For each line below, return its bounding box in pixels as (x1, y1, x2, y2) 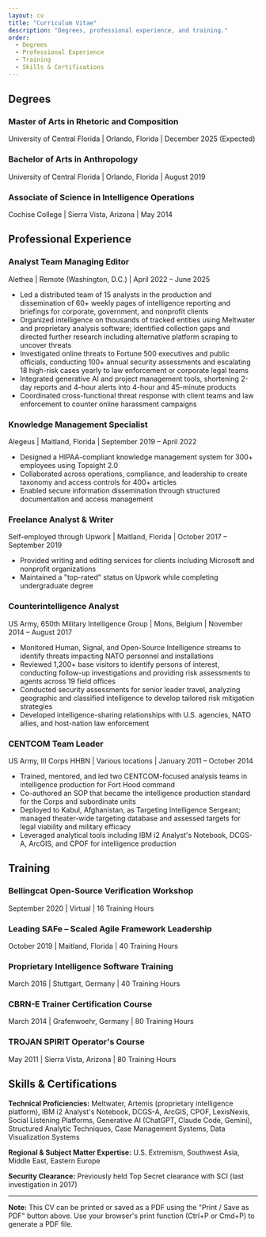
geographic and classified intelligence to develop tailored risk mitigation (19, 693, 255, 702)
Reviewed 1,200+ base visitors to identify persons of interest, (19, 659, 220, 669)
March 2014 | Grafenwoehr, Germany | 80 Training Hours (8, 1017, 194, 1026)
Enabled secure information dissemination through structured (19, 486, 220, 496)
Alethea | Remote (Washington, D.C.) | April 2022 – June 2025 (8, 274, 211, 284)
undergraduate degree (19, 581, 93, 591)
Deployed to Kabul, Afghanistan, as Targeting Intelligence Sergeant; (19, 805, 241, 814)
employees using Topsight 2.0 (19, 461, 119, 470)
